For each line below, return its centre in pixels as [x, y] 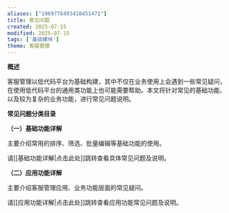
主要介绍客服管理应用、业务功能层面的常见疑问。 [77, 188]
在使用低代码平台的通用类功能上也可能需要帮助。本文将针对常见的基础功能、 [117, 90]
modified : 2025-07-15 [39, 33]
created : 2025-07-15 [37, 26]
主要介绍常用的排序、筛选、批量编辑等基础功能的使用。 [86, 143]
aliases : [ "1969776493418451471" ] [57, 14]
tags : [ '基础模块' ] [33, 40]
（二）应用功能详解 [35, 173]
